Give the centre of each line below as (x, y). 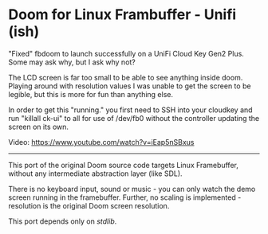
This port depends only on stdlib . (63, 221)
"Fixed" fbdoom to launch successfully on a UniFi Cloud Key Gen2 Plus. (126, 53)
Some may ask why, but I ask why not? (72, 62)
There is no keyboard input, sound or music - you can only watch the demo (132, 189)
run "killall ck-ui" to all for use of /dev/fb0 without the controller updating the (134, 118)
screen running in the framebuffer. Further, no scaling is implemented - (125, 197)
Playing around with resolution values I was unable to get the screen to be (130, 86)
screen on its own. (39, 127)
